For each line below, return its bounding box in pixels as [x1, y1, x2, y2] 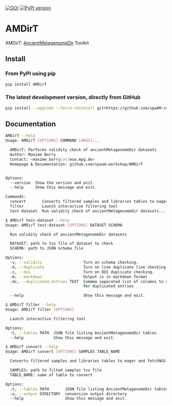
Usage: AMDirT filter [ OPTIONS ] [5, 307, 74, 313]
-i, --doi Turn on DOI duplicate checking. [10, 269, 155, 275]
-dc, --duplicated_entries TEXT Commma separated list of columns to [10, 279, 164, 284]
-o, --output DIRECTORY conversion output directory [10, 391, 127, 396]
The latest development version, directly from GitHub [5, 94, 141, 101]
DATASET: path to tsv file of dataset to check [10, 241, 114, 246]
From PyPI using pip [5, 70, 56, 77]
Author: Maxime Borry [10, 152, 56, 158]
